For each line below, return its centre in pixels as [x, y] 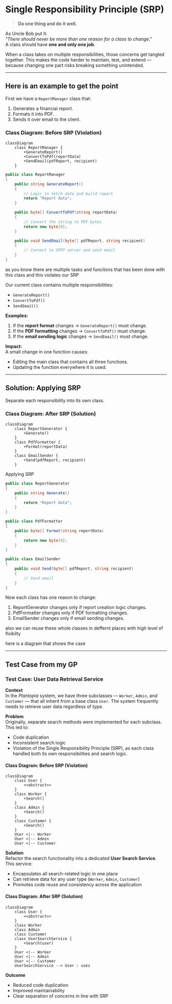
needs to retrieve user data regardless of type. [54, 707]
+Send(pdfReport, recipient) [55, 460]
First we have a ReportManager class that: [48, 98]
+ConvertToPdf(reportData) [52, 157]
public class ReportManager [35, 175]
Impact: [14, 346]
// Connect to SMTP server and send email [70, 250]
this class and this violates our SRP [42, 275]
